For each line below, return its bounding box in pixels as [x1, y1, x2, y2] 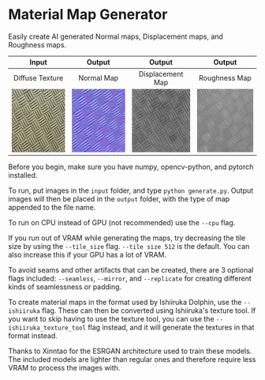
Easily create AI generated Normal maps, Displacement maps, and [8, 32, 223, 41]
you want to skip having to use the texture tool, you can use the [8, 314, 215, 324]
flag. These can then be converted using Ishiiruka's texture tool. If [42, 306, 256, 315]
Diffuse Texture [13, 73, 64, 83]
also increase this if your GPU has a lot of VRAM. [8, 250, 167, 260]
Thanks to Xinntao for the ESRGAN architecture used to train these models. [8, 346, 252, 356]
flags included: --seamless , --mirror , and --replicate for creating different [8, 274, 252, 284]
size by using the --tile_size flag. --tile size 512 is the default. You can [8, 242, 250, 251]
